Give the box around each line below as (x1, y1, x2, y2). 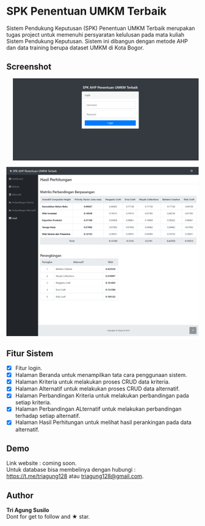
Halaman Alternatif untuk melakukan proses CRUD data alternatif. (15, 385, 180, 392)
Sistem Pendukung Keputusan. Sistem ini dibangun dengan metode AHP (6, 37, 188, 45)
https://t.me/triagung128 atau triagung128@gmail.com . (6, 472, 144, 480)
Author (6, 490, 34, 500)
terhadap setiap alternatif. (15, 412, 81, 420)
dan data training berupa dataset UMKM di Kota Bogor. (6, 44, 145, 51)
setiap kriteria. (15, 399, 52, 406)
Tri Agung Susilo (6, 506, 49, 514)
